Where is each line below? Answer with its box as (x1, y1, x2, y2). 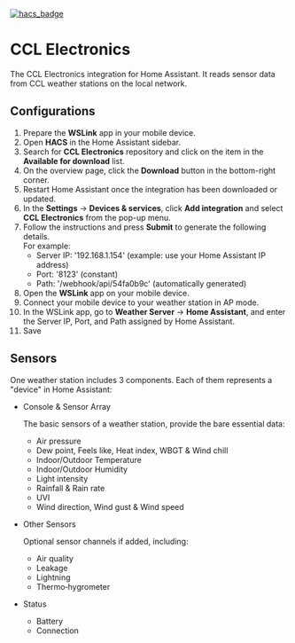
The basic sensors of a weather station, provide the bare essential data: (22, 418, 285, 429)
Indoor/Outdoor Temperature (35, 454, 143, 465)
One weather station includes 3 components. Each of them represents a (10, 374, 273, 385)
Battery (35, 616, 64, 626)
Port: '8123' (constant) (35, 269, 119, 279)
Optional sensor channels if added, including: (22, 536, 189, 546)
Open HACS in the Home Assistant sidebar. (22, 137, 182, 147)
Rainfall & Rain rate (35, 482, 105, 493)
